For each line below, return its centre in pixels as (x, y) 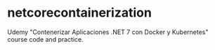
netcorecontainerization (80, 13)
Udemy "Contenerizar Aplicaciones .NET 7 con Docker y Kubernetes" (108, 32)
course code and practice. (46, 39)
